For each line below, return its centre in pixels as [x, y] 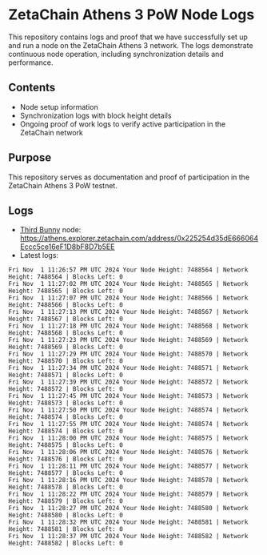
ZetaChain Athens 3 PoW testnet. [63, 185]
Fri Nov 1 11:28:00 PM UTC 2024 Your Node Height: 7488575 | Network [128, 438]
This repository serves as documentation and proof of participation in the [129, 177]
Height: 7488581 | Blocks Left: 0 [66, 529]
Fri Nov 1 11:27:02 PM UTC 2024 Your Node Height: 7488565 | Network [128, 284]
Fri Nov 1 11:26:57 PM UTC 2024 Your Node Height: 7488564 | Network [128, 270]
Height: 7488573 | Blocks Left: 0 [66, 403]
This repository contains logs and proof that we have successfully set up [128, 37]
